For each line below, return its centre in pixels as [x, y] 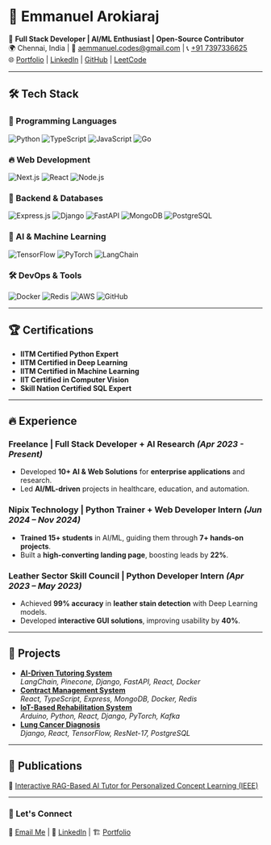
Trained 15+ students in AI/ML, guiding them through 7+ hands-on [132, 537]
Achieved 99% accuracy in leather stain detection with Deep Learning [139, 603]
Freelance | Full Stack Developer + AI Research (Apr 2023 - [126, 444]
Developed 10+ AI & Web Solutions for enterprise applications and [132, 472]
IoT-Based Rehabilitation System [76, 707]
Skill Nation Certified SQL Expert [75, 388]
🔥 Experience [43, 421]
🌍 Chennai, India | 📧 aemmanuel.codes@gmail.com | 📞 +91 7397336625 [128, 48]
